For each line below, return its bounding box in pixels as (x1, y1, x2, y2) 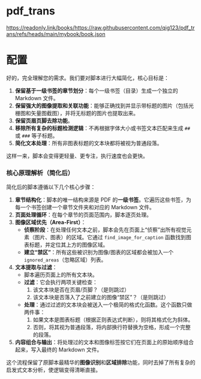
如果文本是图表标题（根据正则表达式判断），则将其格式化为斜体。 (32, 316, 194, 323)
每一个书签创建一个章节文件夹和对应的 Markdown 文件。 (14, 204, 155, 211)
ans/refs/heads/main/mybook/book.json (6, 30, 106, 37)
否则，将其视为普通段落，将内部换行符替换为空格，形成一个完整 (32, 324, 191, 331)
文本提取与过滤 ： (14, 264, 58, 271)
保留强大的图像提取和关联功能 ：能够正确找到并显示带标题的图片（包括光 (14, 102, 194, 109)
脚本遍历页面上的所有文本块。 (23, 271, 98, 278)
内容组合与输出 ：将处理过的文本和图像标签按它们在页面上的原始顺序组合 (14, 339, 194, 346)
